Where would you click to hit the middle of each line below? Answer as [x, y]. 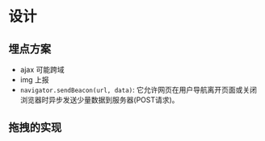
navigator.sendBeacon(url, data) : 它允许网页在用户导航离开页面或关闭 [138, 90]
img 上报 [34, 80]
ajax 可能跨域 [42, 70]
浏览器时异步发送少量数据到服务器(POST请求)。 [99, 100]
